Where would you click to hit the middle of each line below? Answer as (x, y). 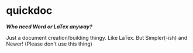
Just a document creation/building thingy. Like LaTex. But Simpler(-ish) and (97, 37)
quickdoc (29, 11)
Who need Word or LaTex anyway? (49, 26)
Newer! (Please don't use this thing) (49, 44)
